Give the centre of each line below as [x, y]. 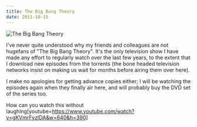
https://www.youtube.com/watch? [93, 111]
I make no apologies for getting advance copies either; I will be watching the [98, 81]
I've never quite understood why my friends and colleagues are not [87, 45]
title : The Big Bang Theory [41, 11]
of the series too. [27, 94]
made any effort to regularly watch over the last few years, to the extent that [98, 57]
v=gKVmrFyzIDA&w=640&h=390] [47, 117]
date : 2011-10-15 [27, 17]
